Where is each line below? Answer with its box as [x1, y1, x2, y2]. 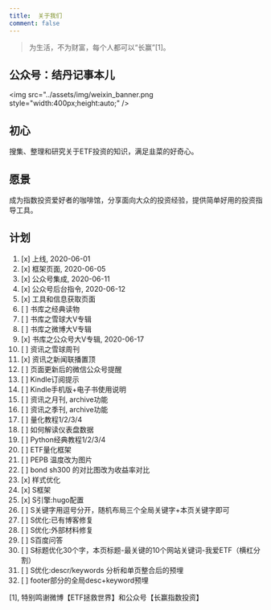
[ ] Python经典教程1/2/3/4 [20, 435, 106, 444]
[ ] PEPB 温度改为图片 [20, 455, 93, 465]
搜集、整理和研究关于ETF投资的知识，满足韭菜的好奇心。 [9, 146, 199, 157]
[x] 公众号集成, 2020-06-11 [20, 274, 111, 284]
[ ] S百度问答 [20, 535, 64, 545]
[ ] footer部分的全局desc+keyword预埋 [20, 575, 150, 585]
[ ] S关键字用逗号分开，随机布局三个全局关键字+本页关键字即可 [20, 505, 230, 514]
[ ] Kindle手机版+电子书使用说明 [20, 384, 127, 394]
